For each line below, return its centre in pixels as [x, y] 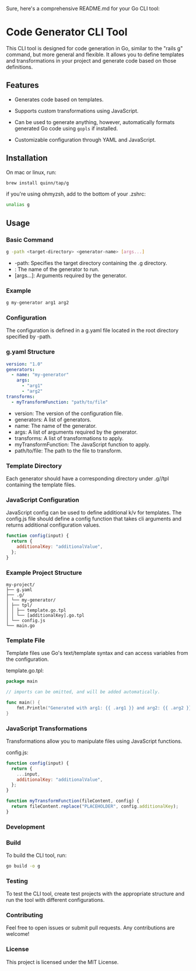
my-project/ [20, 585]
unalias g [18, 205]
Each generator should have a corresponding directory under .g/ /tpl [87, 478]
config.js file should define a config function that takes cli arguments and [94, 519]
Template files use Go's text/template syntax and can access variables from [97, 653]
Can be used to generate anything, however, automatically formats [94, 122]
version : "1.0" [24, 364]
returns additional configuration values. [53, 525]
